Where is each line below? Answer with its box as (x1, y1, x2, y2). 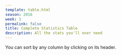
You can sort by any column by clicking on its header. (5, 44, 116, 50)
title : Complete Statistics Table (5, 26, 78, 31)
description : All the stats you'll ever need (5, 30, 102, 35)
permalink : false (5, 21, 42, 26)
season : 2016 (5, 12, 33, 17)
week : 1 (5, 16, 22, 21)
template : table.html (5, 7, 51, 12)
